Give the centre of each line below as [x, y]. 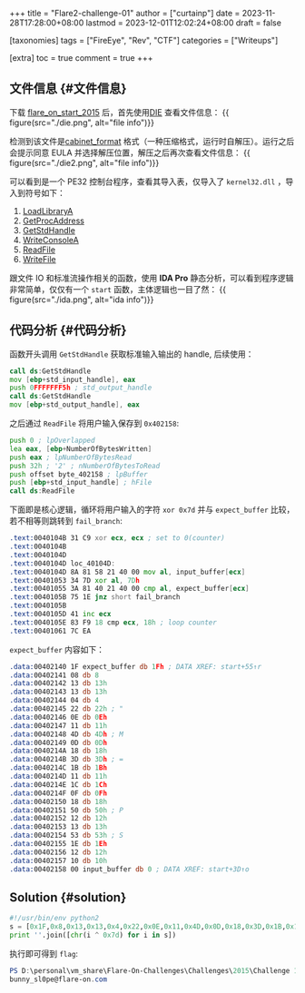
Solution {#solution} [68, 897]
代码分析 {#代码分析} [68, 330]
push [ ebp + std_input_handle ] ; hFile [81, 483]
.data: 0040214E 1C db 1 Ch [58, 784]
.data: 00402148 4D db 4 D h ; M [67, 734]
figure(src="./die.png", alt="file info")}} [82, 123]
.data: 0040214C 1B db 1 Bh [58, 768]
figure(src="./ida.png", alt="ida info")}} [82, 300]
